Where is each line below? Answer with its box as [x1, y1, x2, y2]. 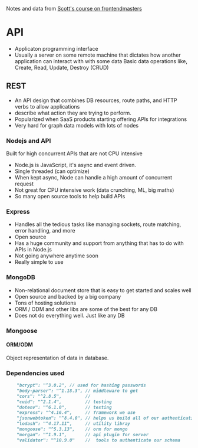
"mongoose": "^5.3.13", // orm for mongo [16, 426, 128, 433]
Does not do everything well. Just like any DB [14, 312, 125, 319]
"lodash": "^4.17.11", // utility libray [16, 421, 131, 427]
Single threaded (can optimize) [14, 168, 90, 175]
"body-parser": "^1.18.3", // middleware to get [16, 388, 138, 394]
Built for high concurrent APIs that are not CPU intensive [6, 150, 143, 157]
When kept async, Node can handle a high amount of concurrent [14, 174, 173, 181]
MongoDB [6, 273, 35, 282]
